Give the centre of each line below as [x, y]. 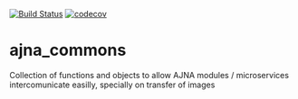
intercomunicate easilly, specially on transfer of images [112, 85]
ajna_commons [68, 50]
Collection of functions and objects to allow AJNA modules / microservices [149, 75]
